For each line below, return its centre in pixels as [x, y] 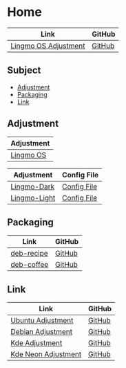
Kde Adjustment [36, 343]
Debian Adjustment [42, 332]
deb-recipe [29, 254]
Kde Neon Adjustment [46, 354]
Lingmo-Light [33, 198]
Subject [24, 70]
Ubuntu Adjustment [42, 321]
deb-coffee [30, 265]
